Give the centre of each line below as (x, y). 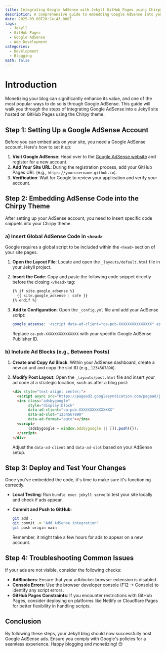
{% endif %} (24, 300)
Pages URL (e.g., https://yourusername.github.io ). (64, 172)
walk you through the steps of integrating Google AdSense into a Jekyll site (82, 109)
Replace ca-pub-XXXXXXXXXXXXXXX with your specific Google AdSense (82, 333)
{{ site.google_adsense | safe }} (52, 296)
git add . (22, 519)
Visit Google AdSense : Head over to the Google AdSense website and (84, 157)
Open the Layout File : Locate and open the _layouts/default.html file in (86, 262)
